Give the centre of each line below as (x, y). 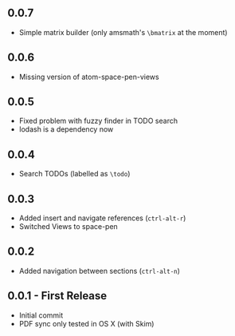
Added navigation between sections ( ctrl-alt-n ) (100, 271)
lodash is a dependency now (66, 129)
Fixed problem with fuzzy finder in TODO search (98, 121)
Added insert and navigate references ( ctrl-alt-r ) (102, 218)
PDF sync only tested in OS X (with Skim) (86, 323)
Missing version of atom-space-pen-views (89, 77)
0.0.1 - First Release (57, 296)
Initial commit (41, 315)
